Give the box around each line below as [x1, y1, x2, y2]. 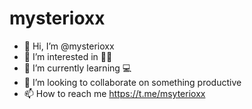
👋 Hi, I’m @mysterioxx [23, 40, 115, 52]
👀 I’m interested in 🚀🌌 [23, 50, 113, 62]
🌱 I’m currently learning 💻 [23, 62, 132, 74]
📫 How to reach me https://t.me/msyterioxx [23, 87, 206, 99]
